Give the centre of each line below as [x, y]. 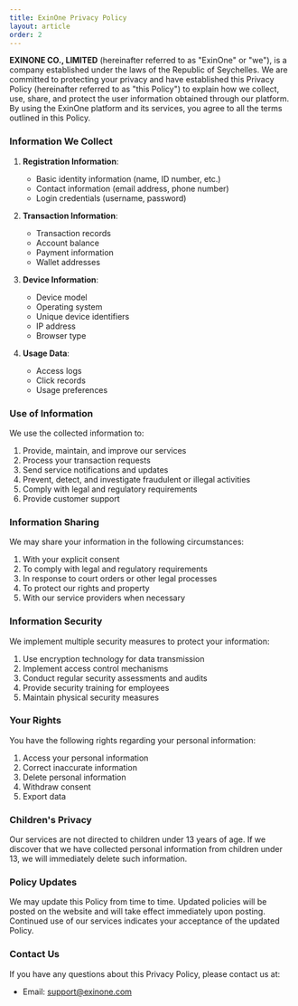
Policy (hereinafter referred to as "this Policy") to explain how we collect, [144, 89]
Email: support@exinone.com [77, 992]
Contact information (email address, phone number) [132, 188]
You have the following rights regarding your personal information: [133, 740]
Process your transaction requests [86, 460]
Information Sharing [54, 522]
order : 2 [26, 34]
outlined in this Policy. [50, 118]
